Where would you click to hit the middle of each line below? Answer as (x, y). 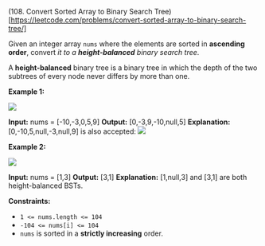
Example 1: (27, 92)
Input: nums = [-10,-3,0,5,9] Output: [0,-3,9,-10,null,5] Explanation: (119, 122)
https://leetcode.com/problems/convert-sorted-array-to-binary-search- (129, 20)
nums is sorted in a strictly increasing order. (91, 233)
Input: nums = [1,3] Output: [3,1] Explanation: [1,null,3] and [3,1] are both (128, 177)
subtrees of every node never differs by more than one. (99, 76)
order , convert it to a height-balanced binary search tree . (104, 52)
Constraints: (29, 201)
